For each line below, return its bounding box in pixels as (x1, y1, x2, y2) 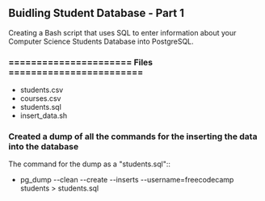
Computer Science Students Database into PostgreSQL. (8, 36, 194, 46)
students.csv (19, 85, 64, 95)
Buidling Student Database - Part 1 (8, 6, 184, 20)
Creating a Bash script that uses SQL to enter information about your (8, 27, 237, 37)
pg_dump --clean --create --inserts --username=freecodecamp (19, 175, 234, 185)
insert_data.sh (19, 111, 68, 120)
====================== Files (8, 57, 154, 68)
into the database (8, 141, 79, 153)
